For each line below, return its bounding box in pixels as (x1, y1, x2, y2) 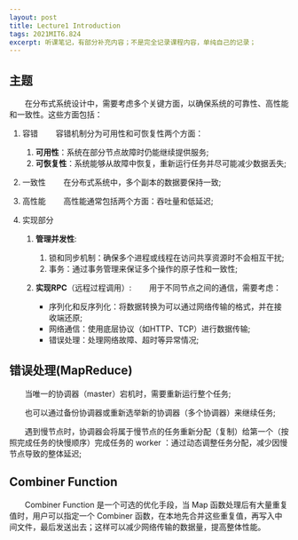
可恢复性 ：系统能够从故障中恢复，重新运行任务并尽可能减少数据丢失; (35, 158, 286, 169)
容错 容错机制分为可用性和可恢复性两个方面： (21, 128, 204, 139)
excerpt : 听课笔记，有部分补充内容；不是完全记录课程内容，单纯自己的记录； (9, 37, 256, 47)
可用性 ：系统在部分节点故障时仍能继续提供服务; (35, 147, 209, 158)
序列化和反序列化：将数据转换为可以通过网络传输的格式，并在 (48, 301, 275, 312)
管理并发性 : (35, 234, 77, 244)
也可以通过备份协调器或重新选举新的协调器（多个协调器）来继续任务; (25, 407, 277, 417)
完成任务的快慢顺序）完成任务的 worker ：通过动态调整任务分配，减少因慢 (16, 437, 288, 448)
